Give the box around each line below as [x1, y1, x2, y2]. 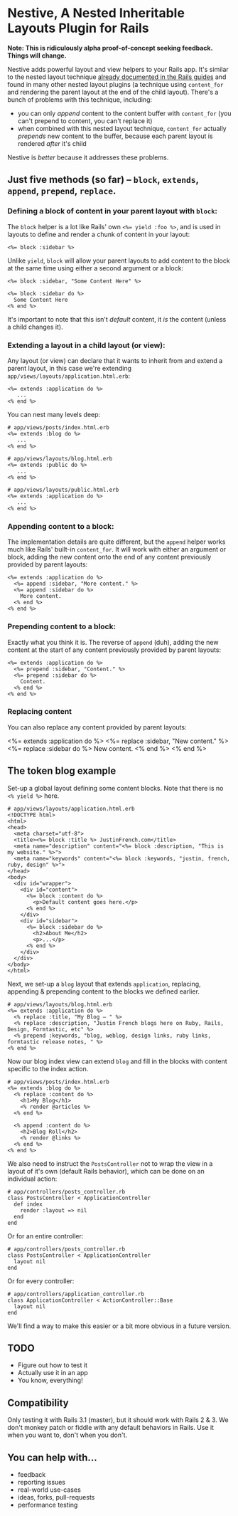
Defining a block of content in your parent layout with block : [7, 206, 218, 216]
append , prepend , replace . [7, 185, 117, 197]
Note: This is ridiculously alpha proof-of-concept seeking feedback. [7, 43, 213, 52]
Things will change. [7, 51, 67, 60]
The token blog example [7, 765, 117, 777]
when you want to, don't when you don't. [7, 1431, 128, 1439]
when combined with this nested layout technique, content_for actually [17, 124, 227, 132]
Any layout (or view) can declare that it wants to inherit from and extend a [7, 356, 223, 364]
